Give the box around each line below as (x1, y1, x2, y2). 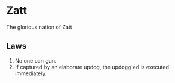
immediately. (14, 70, 47, 77)
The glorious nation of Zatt (6, 23, 72, 31)
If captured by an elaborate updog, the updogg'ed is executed (14, 63, 170, 70)
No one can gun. (14, 57, 57, 64)
